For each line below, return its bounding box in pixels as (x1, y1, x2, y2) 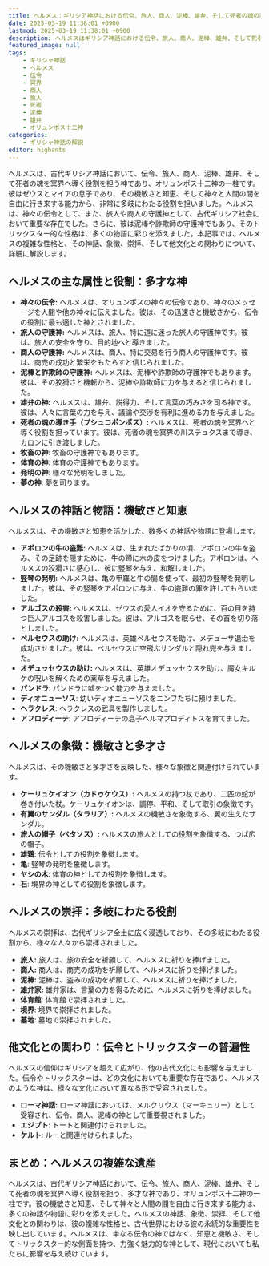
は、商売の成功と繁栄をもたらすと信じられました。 (19, 357, 189, 367)
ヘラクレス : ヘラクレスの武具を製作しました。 (19, 704, 172, 713)
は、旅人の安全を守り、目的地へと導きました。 (19, 337, 175, 347)
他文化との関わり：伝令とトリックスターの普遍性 (8, 1041, 251, 1054)
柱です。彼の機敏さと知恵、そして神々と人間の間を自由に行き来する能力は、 (8, 1199, 260, 1208)
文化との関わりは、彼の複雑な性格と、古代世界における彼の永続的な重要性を (8, 1219, 261, 1228)
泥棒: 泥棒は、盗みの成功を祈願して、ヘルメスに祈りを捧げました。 (19, 974, 242, 984)
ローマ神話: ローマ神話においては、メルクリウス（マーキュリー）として (19, 1100, 256, 1110)
